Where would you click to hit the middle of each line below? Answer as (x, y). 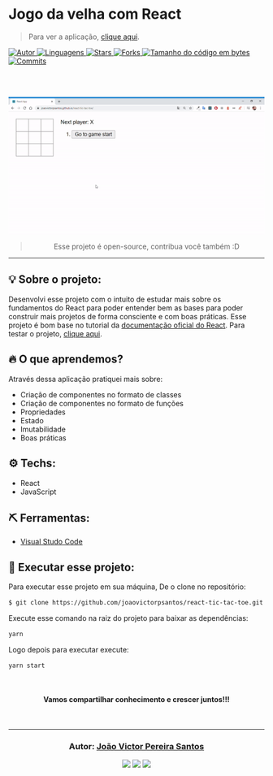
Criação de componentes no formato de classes (101, 394)
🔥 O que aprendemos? (66, 360)
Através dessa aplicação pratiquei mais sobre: (86, 379)
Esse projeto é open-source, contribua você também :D (147, 247)
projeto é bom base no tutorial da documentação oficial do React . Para (127, 325)
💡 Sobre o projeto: (55, 280)
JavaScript (38, 492)
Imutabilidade (43, 429)
